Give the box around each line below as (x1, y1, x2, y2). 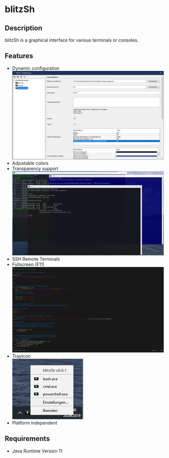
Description (5, 24, 42, 32)
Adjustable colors (12, 160, 49, 166)
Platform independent (12, 420, 58, 426)
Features (5, 52, 33, 60)
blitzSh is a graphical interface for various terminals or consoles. (5, 37, 139, 43)
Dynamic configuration (12, 65, 60, 71)
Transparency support (12, 165, 59, 172)
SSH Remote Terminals (12, 256, 60, 262)
